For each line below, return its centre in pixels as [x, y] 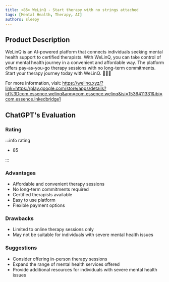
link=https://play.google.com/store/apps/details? [56, 88]
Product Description [38, 40]
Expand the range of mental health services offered [66, 264]
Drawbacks [19, 218]
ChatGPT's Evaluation [41, 115]
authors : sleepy [22, 19]
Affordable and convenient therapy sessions [59, 184]
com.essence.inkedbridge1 [33, 99]
